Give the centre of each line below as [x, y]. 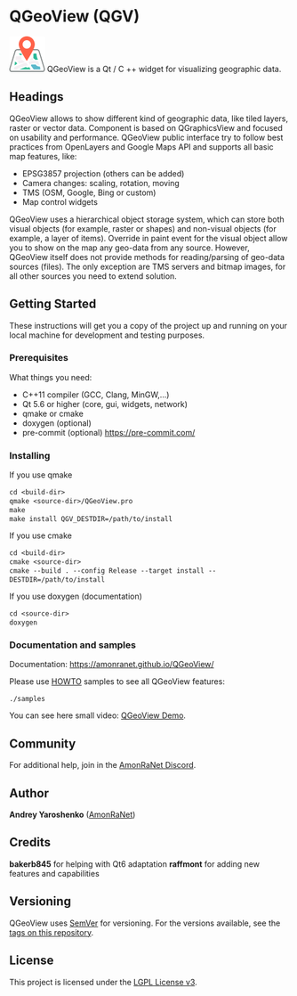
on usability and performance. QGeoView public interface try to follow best [146, 137]
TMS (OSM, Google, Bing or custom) [89, 192]
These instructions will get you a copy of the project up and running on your [148, 325]
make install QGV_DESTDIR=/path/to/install [91, 519]
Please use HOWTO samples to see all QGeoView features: [117, 682]
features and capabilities [54, 873]
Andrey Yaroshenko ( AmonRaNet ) [72, 815]
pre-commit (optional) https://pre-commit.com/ [108, 432]
